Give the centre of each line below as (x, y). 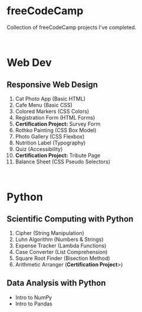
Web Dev (29, 63)
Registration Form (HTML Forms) (55, 117)
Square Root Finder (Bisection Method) (63, 258)
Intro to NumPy (34, 297)
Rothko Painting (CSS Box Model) (56, 130)
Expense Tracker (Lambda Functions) (61, 245)
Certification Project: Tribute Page (58, 155)
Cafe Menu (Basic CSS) (44, 105)
